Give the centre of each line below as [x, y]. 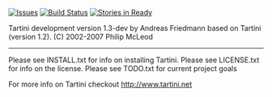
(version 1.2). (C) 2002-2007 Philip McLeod [81, 37]
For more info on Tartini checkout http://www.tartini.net [100, 84]
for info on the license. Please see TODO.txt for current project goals [123, 68]
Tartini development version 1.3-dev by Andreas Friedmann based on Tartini [135, 28]
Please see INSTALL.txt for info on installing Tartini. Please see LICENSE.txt [134, 60]
